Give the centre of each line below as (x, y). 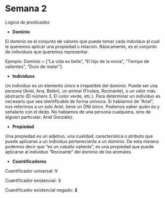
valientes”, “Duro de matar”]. (34, 66)
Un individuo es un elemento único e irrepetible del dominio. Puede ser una (82, 85)
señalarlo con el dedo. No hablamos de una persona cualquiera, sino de (78, 112)
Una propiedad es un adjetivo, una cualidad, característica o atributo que (79, 136)
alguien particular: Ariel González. (39, 117)
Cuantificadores (29, 161)
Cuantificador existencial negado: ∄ (41, 190)
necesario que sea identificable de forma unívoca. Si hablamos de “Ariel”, (80, 101)
